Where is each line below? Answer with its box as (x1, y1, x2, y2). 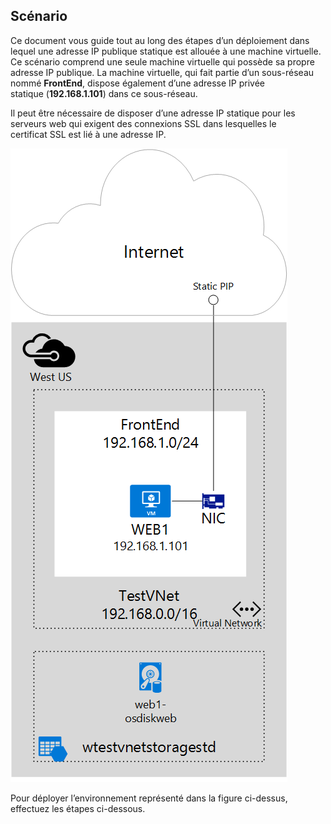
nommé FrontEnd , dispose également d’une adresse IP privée (10, 77, 266, 89)
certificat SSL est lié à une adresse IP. (10, 128, 167, 140)
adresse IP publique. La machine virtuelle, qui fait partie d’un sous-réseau (10, 66, 315, 78)
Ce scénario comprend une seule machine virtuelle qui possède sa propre (10, 55, 315, 68)
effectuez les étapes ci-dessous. (10, 802, 146, 814)
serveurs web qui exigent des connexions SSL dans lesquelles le (10, 117, 277, 129)
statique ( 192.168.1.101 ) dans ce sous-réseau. (10, 87, 198, 99)
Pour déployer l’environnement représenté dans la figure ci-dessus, (10, 792, 288, 804)
